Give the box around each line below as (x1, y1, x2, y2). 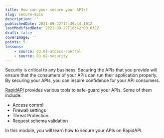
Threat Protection (12, 113, 49, 119)
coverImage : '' (5, 35, 37, 40)
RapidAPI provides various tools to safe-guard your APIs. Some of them (5, 87, 152, 93)
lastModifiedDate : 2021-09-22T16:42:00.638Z (5, 26, 99, 31)
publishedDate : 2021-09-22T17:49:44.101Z (5, 21, 93, 26)
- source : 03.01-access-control (14, 49, 81, 54)
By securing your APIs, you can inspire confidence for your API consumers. (5, 77, 161, 83)
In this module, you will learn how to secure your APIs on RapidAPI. (5, 128, 143, 134)
